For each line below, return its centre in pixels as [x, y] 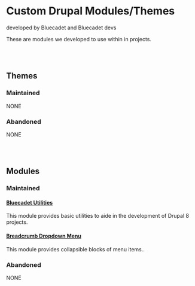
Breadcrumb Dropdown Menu [44, 236]
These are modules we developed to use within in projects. [79, 39]
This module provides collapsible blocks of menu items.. [76, 249]
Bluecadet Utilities [30, 202]
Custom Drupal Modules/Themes [91, 11]
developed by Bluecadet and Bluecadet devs [61, 28]
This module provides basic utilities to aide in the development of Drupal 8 [98, 216]
